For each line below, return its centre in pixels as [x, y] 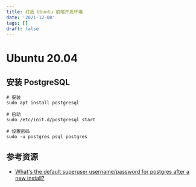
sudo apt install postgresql [43, 103]
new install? [30, 178]
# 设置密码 [18, 132]
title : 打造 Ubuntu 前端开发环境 [45, 12]
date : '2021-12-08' [31, 17]
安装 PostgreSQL [38, 82]
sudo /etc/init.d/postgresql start [51, 120]
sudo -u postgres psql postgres [47, 137]
